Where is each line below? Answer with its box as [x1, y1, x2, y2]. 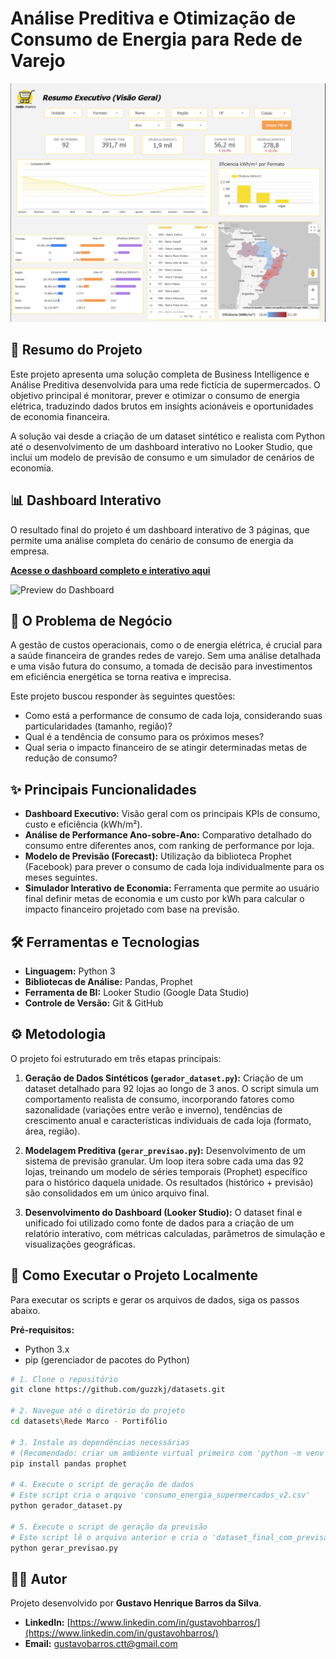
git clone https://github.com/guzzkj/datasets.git [10, 1385, 226, 1395]
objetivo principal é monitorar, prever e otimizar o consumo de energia [10, 389, 300, 401]
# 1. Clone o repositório [10, 1374, 118, 1384]
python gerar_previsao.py [10, 1543, 118, 1553]
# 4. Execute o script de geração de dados [10, 1480, 195, 1490]
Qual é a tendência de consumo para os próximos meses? [24, 731, 265, 743]
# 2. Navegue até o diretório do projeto [10, 1406, 186, 1416]
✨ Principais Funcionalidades [10, 781, 197, 798]
